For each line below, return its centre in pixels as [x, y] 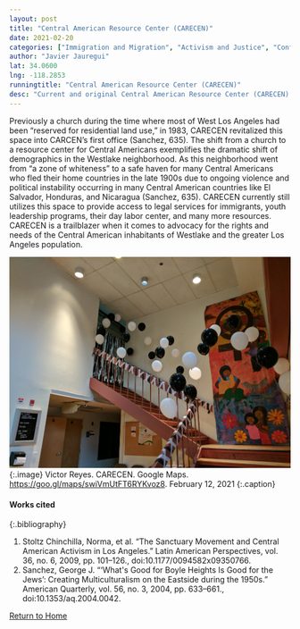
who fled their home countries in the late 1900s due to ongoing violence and [150, 178]
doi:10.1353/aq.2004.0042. [71, 599]
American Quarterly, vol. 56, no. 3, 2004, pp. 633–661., [123, 589]
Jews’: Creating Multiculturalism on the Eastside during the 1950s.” [145, 580]
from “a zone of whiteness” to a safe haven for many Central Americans [142, 168]
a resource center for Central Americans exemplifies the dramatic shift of [144, 149]
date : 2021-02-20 [42, 38]
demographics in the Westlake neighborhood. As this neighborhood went [144, 159]
